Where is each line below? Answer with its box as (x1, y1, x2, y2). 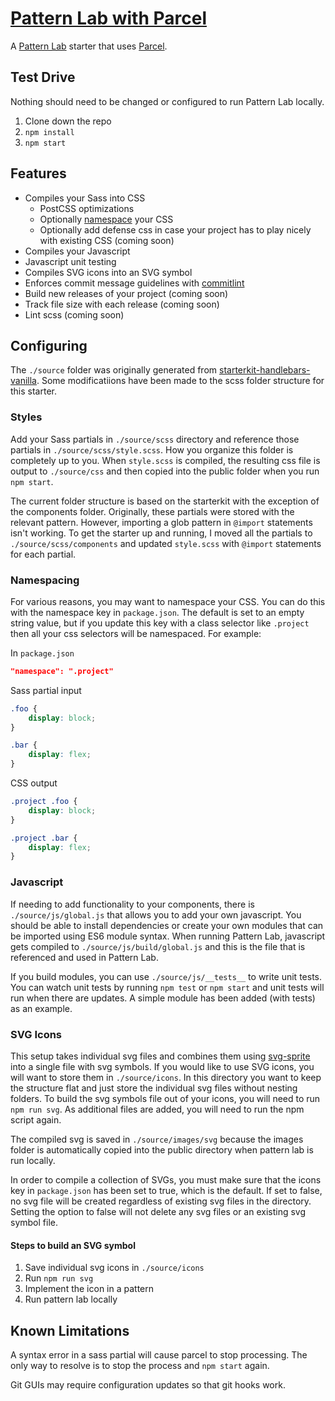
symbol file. (10, 1216, 58, 1228)
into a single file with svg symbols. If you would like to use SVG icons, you (10, 1060, 315, 1072)
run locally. (10, 1154, 56, 1166)
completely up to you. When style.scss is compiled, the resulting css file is (10, 454, 321, 466)
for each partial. (10, 548, 77, 560)
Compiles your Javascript (24, 245, 131, 257)
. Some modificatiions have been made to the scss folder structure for (36, 375, 325, 387)
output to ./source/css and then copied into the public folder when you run (10, 465, 320, 477)
